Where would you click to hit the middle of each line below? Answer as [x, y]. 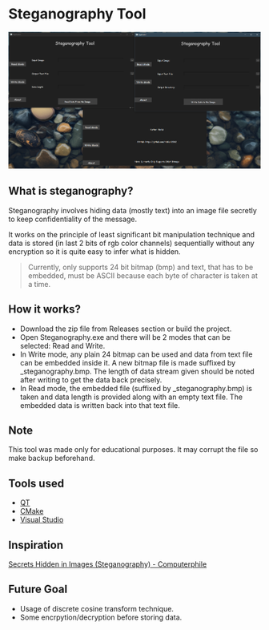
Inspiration [36, 545]
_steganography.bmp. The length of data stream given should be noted [137, 371]
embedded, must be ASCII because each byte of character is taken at [143, 275]
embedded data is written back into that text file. [100, 405]
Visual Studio [42, 520]
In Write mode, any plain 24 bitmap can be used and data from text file [136, 354]
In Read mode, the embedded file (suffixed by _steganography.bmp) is [136, 388]
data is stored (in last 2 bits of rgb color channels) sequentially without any [131, 243]
